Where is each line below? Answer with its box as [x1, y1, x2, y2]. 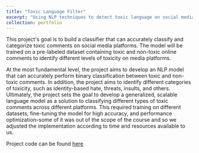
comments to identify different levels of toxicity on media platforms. [6, 54, 171, 62]
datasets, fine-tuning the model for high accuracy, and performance [6, 110, 172, 117]
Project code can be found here [6, 140, 84, 148]
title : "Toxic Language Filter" [6, 8, 86, 15]
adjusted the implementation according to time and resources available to [6, 122, 185, 130]
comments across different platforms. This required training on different [6, 104, 181, 111]
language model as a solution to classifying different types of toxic [6, 97, 169, 105]
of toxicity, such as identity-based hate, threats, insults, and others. [6, 85, 171, 92]
